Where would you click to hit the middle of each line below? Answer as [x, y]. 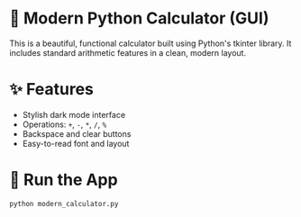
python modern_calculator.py [64, 203]
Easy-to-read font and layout [76, 143]
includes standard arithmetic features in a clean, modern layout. [128, 52]
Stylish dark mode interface [74, 114]
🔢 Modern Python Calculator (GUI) [139, 18]
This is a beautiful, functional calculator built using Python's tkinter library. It [150, 43]
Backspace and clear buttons [77, 133]
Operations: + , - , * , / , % [64, 124]
